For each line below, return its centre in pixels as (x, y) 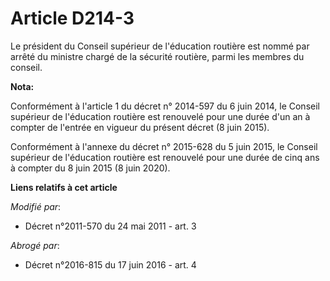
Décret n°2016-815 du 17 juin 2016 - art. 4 (110, 264)
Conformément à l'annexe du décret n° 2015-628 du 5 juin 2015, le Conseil (164, 146)
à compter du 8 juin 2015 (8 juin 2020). (90, 168)
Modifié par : (36, 206)
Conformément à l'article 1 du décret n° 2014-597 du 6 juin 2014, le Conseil (165, 106)
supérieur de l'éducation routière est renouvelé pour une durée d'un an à (160, 116)
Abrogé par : (35, 245)
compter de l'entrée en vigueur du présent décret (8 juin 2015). (140, 127)
